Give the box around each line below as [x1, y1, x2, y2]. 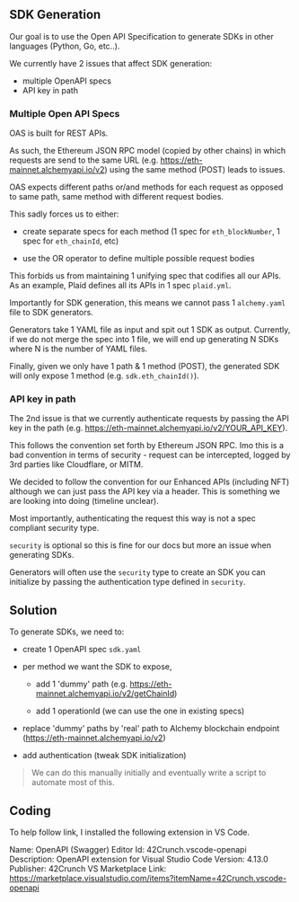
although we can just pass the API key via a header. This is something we [9, 486, 281, 497]
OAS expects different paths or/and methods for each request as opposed [9, 181, 284, 192]
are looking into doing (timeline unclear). [9, 496, 159, 507]
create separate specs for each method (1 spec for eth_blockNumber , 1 [22, 226, 280, 237]
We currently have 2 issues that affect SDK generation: [9, 57, 213, 68]
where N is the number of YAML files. [9, 343, 148, 354]
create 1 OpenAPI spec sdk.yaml [22, 644, 142, 655]
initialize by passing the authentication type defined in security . [9, 577, 246, 588]
